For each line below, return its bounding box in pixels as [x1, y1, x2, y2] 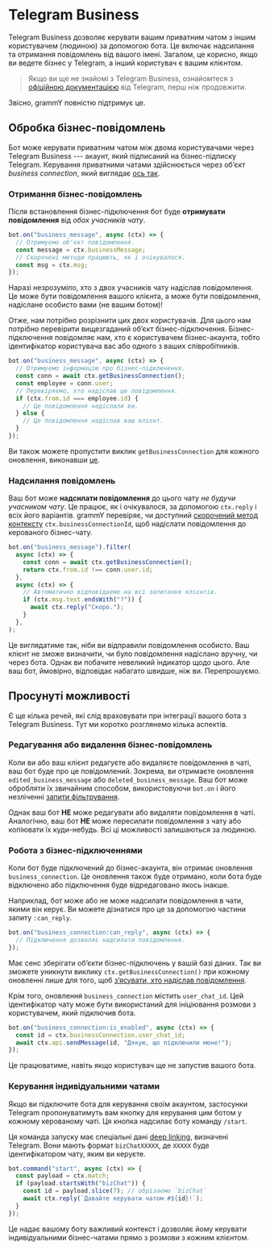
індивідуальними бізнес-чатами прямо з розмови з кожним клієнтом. [8, 1232, 250, 1242]
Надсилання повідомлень [8, 475, 116, 486]
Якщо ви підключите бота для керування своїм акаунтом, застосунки [8, 1098, 248, 1109]
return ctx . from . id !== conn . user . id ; [23, 566, 153, 574]
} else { [15, 409, 45, 417]
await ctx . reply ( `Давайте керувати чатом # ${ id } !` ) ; [23, 1194, 204, 1202]
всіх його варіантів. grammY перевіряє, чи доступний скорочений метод [8, 510, 259, 521]
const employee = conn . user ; [15, 379, 114, 388]
